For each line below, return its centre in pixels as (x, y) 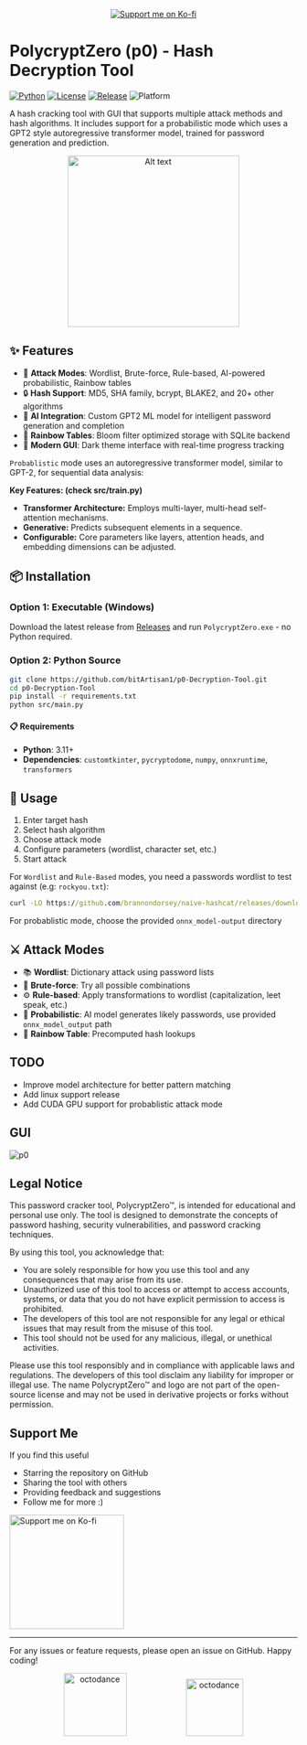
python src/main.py (47, 705)
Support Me (44, 1433)
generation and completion (74, 425)
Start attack (44, 859)
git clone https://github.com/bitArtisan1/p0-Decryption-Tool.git (138, 680)
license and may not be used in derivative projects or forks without (164, 1395)
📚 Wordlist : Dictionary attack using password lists (118, 972)
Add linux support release (71, 1094)
